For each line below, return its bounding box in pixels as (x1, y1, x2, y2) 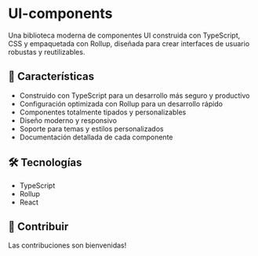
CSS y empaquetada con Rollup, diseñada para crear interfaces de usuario (8, 38, 250, 48)
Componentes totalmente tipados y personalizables (19, 107, 187, 117)
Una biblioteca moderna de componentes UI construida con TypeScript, (8, 31, 241, 40)
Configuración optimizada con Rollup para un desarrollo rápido (19, 99, 223, 108)
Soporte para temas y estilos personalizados (19, 124, 164, 133)
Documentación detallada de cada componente (19, 132, 174, 142)
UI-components (8, 5, 113, 23)
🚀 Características (8, 70, 95, 83)
